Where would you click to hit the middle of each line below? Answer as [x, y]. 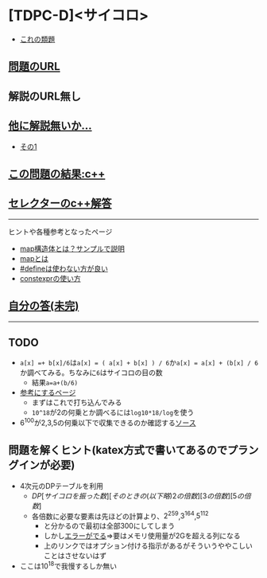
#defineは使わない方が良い [64, 268]
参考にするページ [48, 392]
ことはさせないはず [75, 556]
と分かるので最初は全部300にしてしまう [109, 526]
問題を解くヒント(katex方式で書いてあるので [118, 450]
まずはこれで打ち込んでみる [77, 403]
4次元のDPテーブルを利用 [62, 486]
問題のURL [35, 66]
